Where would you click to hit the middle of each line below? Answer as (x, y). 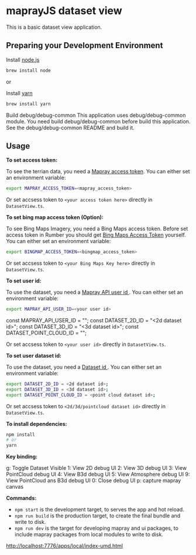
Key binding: (22, 457)
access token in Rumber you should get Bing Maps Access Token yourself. (96, 235)
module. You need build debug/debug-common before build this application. (98, 121)
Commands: (21, 498)
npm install (20, 435)
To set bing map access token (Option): (55, 217)
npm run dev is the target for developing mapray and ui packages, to (96, 528)
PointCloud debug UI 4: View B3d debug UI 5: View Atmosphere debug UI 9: (98, 475)
